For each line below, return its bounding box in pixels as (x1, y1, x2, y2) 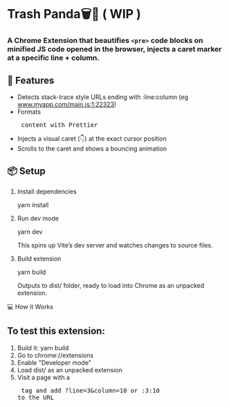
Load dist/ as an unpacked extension (17, 365, 123, 374)
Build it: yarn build (17, 343, 69, 352)
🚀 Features (7, 74, 55, 86)
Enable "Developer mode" (17, 358, 92, 367)
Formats (17, 107, 42, 116)
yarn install (17, 200, 49, 209)
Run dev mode (17, 214, 59, 223)
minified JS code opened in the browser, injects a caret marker (7, 44, 222, 54)
